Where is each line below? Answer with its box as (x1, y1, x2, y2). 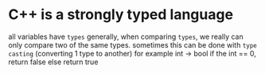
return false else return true (8, 57, 99, 67)
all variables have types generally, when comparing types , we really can (8, 32, 244, 41)
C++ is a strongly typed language (8, 6, 233, 24)
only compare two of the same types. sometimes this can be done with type (8, 40, 257, 49)
